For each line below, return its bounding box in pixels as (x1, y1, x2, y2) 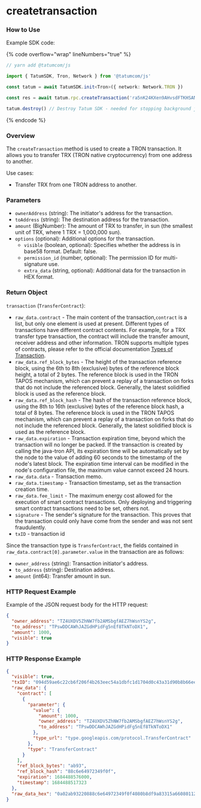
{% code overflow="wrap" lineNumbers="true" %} (6, 51, 132, 58)
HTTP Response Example (6, 655, 81, 663)
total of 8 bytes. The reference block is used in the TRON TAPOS (14, 409, 175, 416)
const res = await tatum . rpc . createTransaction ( (6, 95, 130, 101)
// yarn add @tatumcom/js (6, 62, 71, 68)
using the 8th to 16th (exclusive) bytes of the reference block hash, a (14, 403, 184, 410)
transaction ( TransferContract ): (6, 302, 86, 309)
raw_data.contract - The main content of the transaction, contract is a (14, 313, 187, 321)
